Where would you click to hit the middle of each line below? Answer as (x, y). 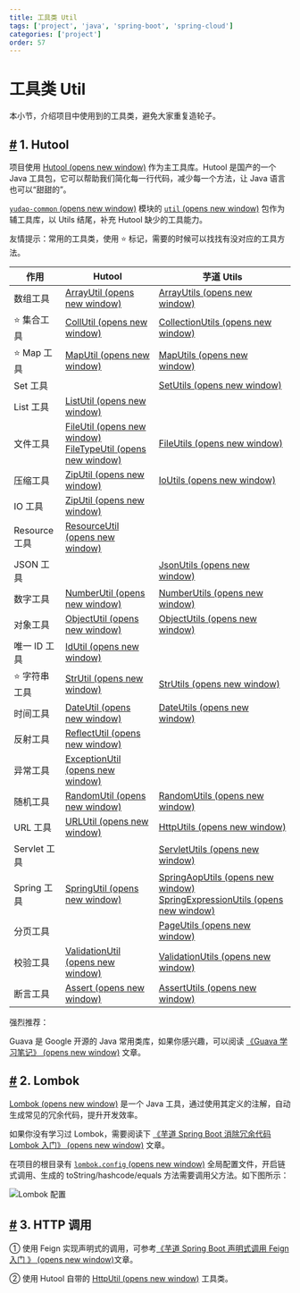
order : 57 (28, 42)
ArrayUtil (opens (100, 293)
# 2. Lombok (45, 1081)
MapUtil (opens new (108, 355)
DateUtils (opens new (204, 707)
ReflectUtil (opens (103, 733)
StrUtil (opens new (104, 678)
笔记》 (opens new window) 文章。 (81, 1052)
